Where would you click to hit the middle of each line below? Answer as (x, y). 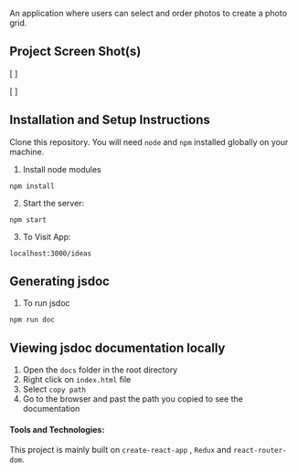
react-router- (260, 451)
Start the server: (53, 203)
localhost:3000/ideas (51, 253)
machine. (27, 152)
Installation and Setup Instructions (110, 120)
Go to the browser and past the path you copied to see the (133, 399)
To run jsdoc (46, 303)
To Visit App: (47, 236)
